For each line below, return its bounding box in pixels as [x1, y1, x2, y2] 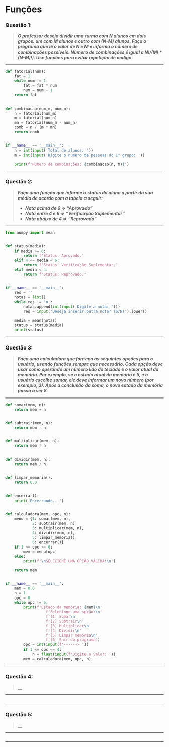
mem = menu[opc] [23, 549, 57, 554]
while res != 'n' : [14, 300, 53, 305]
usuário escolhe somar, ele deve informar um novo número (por [17, 377, 154, 383]
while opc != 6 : [14, 600, 49, 605]
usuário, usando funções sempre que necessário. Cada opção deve [17, 361, 163, 367]
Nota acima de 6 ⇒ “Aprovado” [25, 205, 93, 211]
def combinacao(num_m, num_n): [5, 106, 71, 111]
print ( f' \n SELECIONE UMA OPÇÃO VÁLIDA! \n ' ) [23, 559, 116, 564]
